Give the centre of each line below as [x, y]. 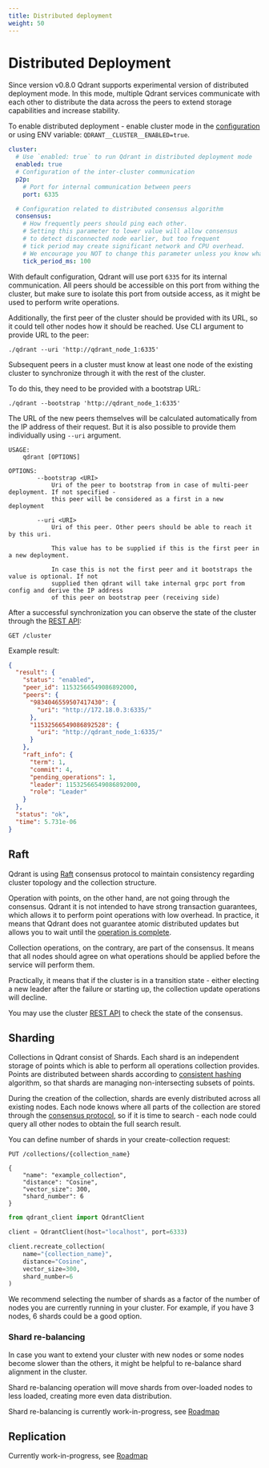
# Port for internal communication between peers [107, 187]
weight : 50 [26, 23]
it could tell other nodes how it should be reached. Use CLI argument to [126, 326]
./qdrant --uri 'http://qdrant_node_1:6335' [84, 349]
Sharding [32, 1038]
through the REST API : [45, 621]
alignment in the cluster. [48, 1372]
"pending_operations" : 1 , [72, 777]
